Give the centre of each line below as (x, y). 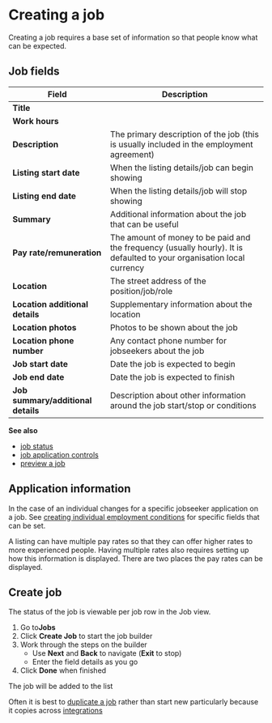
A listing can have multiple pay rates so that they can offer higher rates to (131, 541)
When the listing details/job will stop (178, 190)
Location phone (43, 340)
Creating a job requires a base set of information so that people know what (133, 37)
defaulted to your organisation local (177, 257)
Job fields (34, 72)
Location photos (45, 327)
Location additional (51, 304)
